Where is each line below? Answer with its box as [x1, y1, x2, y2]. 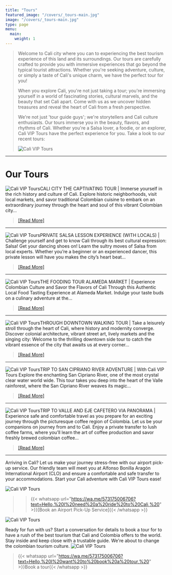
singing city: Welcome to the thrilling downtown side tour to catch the [5, 336, 152, 342]
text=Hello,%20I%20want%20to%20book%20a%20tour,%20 [17, 558, 149, 564]
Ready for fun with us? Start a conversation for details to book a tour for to [5, 526, 162, 532]
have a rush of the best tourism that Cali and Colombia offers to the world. [5, 532, 162, 538]
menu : [5, 27, 17, 32]
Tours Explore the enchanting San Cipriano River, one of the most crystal [5, 372, 159, 378]
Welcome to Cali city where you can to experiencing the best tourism [17, 50, 164, 57]
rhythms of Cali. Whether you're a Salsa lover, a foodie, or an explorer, [17, 124, 166, 131]
